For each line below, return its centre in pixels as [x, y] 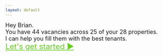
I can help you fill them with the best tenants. [66, 38]
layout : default [23, 10]
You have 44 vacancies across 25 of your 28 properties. [81, 32]
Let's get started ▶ [40, 46]
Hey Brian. [19, 25]
